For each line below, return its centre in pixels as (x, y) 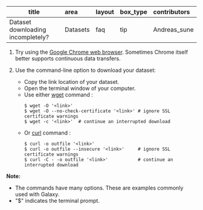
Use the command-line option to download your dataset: (85, 70)
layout (105, 12)
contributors (172, 12)
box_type (134, 12)
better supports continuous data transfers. (68, 59)
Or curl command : (47, 133)
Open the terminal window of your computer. (80, 88)
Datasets (77, 30)
